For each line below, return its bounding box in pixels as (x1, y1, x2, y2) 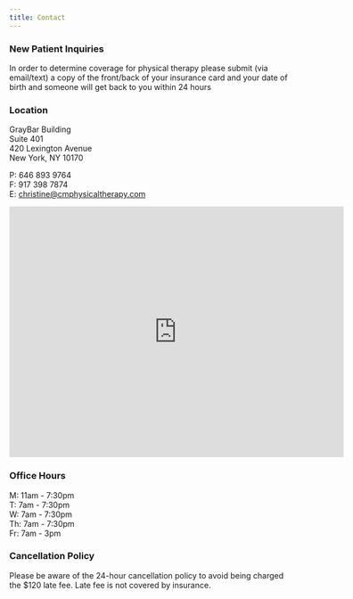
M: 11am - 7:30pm (9, 489, 75, 500)
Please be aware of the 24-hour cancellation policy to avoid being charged (9, 570, 284, 580)
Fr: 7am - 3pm (9, 528, 62, 538)
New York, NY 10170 (9, 152, 84, 163)
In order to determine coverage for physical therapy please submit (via (9, 62, 269, 73)
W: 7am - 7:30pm (9, 509, 73, 520)
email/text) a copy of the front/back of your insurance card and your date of (9, 72, 288, 83)
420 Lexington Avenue (9, 144, 93, 154)
